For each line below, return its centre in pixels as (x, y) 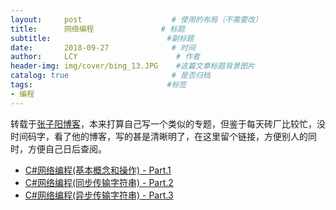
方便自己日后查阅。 (67, 148)
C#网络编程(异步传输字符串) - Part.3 (99, 195)
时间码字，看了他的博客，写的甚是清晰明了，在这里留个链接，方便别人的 (159, 136)
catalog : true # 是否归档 (110, 76)
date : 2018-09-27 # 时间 (103, 47)
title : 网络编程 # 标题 (97, 29)
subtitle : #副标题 (102, 38)
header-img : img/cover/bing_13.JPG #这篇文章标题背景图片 (132, 66)
